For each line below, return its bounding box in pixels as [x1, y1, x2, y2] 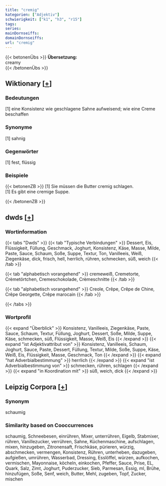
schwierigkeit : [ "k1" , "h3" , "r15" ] [5, 17, 82, 22]
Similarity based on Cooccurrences [5, 421, 94, 429]
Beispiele [5, 172, 29, 179]
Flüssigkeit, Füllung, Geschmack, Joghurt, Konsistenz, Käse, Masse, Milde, [5, 245, 160, 251]
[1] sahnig [5, 135, 26, 141]
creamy [5, 59, 21, 66]
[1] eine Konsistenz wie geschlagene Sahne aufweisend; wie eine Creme [5, 106, 155, 112]
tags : [5, 21, 17, 27]
